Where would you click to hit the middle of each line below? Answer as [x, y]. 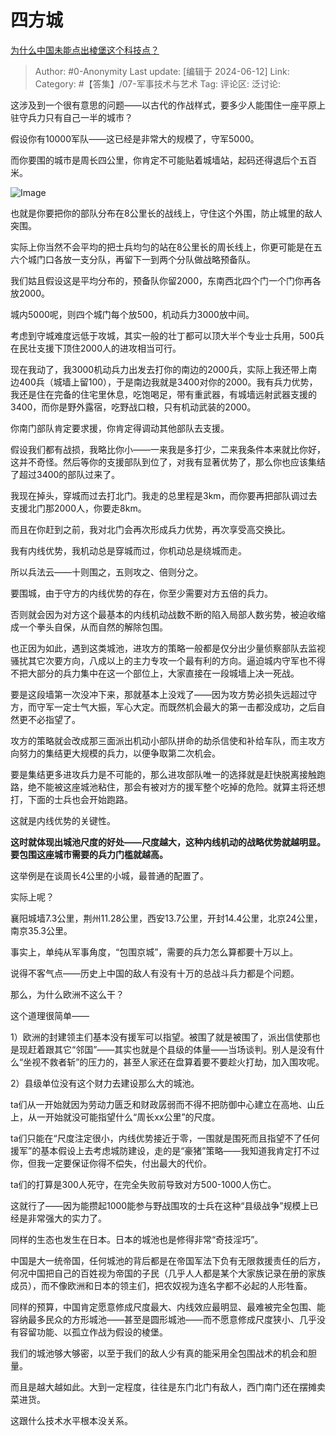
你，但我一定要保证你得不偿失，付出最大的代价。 [111, 1163]
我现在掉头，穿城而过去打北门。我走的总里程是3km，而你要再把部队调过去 [164, 495]
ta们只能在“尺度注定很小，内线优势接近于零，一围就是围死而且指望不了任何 [165, 1138]
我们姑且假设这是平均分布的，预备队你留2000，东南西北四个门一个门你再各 [166, 280]
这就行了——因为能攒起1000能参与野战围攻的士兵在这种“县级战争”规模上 [160, 1205]
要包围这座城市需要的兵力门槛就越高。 [89, 854]
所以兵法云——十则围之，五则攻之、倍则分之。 [106, 572]
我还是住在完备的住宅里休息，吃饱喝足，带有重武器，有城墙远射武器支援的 [163, 394]
